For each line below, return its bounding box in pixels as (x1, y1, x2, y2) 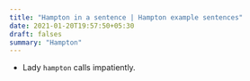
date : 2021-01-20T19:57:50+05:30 (9, 21, 135, 30)
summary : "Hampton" (9, 37, 83, 47)
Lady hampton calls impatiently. (22, 62, 137, 73)
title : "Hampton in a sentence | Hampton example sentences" (9, 12, 244, 22)
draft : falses (9, 29, 63, 38)
